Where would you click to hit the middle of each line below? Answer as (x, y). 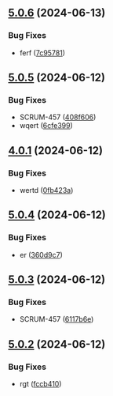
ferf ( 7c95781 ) (42, 53)
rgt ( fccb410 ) (40, 384)
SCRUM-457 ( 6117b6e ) (56, 319)
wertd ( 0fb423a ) (46, 190)
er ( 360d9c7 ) (41, 255)
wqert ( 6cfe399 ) (46, 126)
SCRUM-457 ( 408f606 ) (58, 117)
